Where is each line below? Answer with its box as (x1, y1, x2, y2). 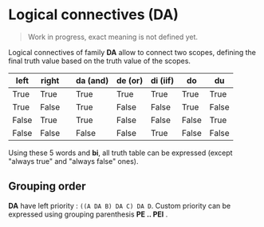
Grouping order (8, 180, 86, 193)
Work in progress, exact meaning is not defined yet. (27, 32, 198, 42)
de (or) (116, 74, 144, 86)
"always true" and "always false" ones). (8, 156, 139, 165)
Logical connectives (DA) (8, 6, 179, 24)
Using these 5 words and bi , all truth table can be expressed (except (8, 148, 233, 157)
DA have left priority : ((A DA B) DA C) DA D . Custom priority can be (8, 201, 231, 210)
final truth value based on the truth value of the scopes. (8, 56, 191, 66)
